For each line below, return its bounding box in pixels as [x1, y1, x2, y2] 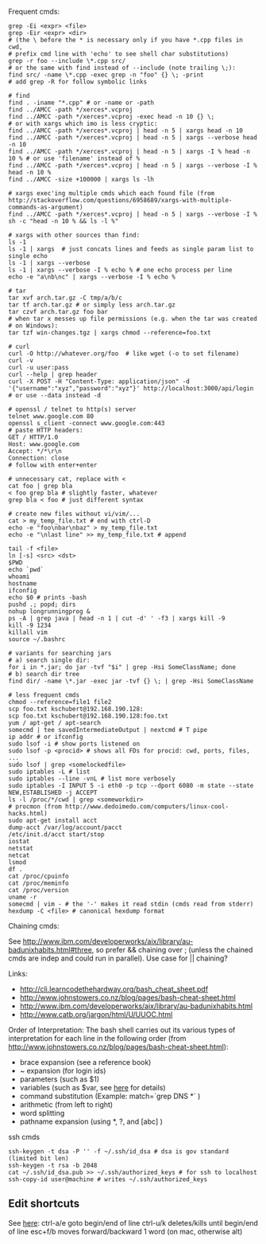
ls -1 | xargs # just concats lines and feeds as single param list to [8, 245, 254, 253]
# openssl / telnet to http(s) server [8, 405, 137, 413]
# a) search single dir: [8, 656, 91, 664]
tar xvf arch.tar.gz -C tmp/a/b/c [8, 294, 123, 302]
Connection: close [8, 454, 69, 462]
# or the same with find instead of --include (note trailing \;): [8, 64, 237, 72]
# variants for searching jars [8, 649, 112, 657]
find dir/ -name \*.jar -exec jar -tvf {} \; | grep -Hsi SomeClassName [8, 677, 254, 685]
